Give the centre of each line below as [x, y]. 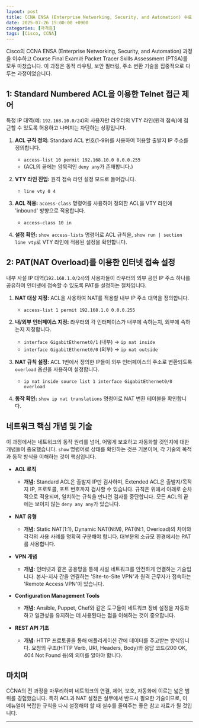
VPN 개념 [26, 556]
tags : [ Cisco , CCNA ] [32, 34]
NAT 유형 [26, 516]
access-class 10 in [48, 223]
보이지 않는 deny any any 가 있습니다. [77, 504]
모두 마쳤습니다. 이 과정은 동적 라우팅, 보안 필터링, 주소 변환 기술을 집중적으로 [95, 66]
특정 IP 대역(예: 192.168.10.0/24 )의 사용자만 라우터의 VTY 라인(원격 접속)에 [94, 120]
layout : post [22, 12]
